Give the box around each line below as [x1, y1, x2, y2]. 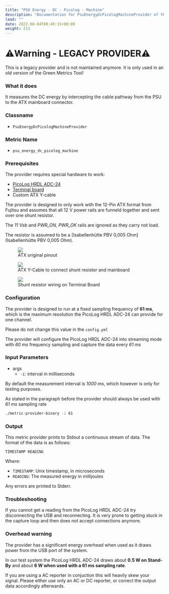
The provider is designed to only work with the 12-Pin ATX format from [5, 202, 152, 208]
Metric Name [5, 136, 38, 143]
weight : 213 [5, 26, 30, 31]
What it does [5, 82, 37, 89]
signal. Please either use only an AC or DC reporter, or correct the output [5, 577, 156, 583]
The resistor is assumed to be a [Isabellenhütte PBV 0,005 [5, 232, 126, 238]
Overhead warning [5, 530, 52, 538]
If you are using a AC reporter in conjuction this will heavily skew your [5, 572, 150, 578]
